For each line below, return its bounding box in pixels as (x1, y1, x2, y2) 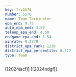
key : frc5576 (5, 7, 32, 12)
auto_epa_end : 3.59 (5, 26, 45, 30)
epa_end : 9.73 (5, 21, 34, 26)
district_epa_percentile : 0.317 (5, 48, 71, 53)
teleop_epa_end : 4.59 (5, 30, 50, 35)
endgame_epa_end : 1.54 (5, 35, 51, 40)
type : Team (5, 52, 27, 58)
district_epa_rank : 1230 (5, 44, 56, 49)
